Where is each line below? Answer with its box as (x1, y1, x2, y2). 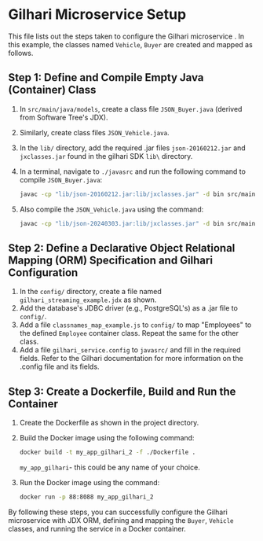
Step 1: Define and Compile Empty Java (8, 71, 204, 84)
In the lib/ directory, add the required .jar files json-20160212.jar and (19, 143, 246, 153)
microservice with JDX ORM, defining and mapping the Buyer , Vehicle (8, 515, 234, 524)
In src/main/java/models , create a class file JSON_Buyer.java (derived (19, 104, 243, 113)
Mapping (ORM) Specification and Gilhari (8, 253, 214, 267)
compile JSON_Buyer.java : (19, 175, 103, 184)
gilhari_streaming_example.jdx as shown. (19, 295, 157, 304)
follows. (8, 48, 34, 57)
